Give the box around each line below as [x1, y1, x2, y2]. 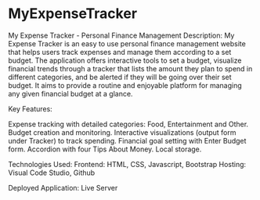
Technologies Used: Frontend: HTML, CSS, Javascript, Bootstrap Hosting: [8, 159, 247, 169]
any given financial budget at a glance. [8, 89, 133, 98]
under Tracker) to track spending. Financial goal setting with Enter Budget [8, 136, 247, 145]
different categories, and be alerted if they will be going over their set [8, 72, 233, 82]
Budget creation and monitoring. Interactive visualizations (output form [8, 127, 237, 137]
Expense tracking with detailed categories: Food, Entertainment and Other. [8, 119, 249, 129]
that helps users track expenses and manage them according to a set [8, 47, 232, 56]
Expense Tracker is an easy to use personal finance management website [8, 38, 247, 48]
